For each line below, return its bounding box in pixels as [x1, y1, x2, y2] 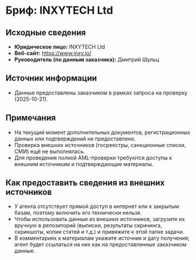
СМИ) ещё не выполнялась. [14, 148, 86, 155]
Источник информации [5, 73, 97, 84]
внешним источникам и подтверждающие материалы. [14, 160, 154, 167]
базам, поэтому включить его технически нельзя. [14, 209, 142, 216]
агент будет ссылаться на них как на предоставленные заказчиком [14, 241, 187, 248]
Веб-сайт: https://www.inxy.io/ [14, 50, 92, 57]
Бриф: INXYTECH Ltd [5, 4, 114, 17]
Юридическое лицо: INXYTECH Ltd [14, 43, 105, 50]
